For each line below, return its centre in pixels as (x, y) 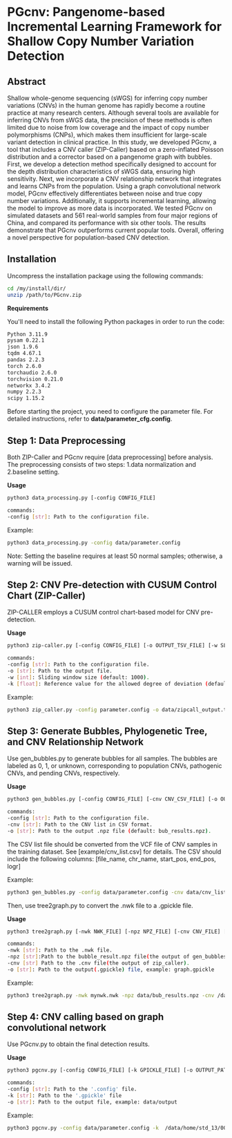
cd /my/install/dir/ (37, 288)
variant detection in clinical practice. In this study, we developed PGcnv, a (112, 142)
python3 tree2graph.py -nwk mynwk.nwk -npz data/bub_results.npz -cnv (111, 995)
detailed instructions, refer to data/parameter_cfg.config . (90, 419)
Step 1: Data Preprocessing (67, 440)
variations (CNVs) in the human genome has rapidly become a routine (106, 105)
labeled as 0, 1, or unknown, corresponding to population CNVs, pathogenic (115, 766)
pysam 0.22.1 (26, 340)
